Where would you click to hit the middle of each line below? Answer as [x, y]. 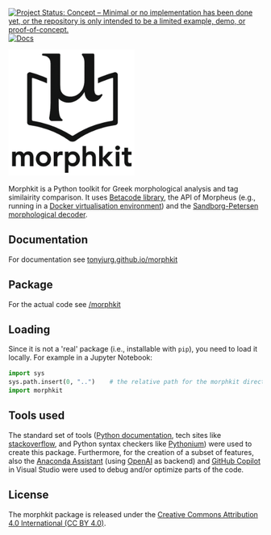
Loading [29, 330]
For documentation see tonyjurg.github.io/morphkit [93, 259]
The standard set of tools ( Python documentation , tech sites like [115, 435]
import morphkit [35, 391]
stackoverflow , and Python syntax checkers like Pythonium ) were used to [130, 444]
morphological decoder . [48, 215]
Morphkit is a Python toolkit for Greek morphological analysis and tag [123, 189]
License [29, 495]
